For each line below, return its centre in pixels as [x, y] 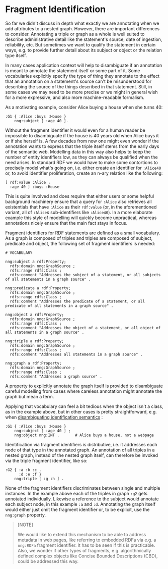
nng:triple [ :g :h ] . [39, 479]
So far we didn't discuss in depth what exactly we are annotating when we [82, 23]
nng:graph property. [26, 515]
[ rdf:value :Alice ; [28, 182]
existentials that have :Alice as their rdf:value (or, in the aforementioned [81, 207]
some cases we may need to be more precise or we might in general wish [81, 92]
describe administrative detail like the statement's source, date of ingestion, [84, 39]
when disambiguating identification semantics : [54, 417]
